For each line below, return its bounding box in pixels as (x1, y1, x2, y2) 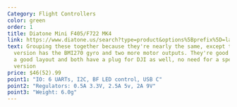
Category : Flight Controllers (7, 10, 97, 18)
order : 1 (7, 23, 33, 30)
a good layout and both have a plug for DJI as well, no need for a (13, 56, 219, 63)
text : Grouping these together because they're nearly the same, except (7, 43, 226, 50)
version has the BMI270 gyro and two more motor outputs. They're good (13, 50, 229, 57)
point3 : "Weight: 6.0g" (7, 89, 78, 96)
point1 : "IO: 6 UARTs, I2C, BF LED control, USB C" (7, 75, 162, 83)
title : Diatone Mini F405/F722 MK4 (7, 30, 112, 37)
